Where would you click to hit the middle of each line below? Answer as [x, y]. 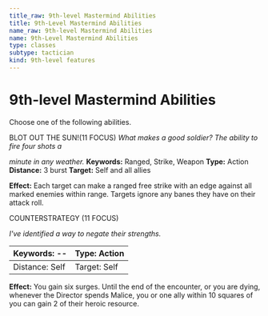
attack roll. [26, 202]
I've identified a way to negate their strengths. [85, 234]
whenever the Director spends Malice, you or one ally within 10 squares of [131, 295]
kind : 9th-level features [52, 61]
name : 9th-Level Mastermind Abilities [74, 38]
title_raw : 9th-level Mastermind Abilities [83, 16]
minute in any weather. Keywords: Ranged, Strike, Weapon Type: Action [129, 162]
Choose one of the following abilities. [70, 122]
